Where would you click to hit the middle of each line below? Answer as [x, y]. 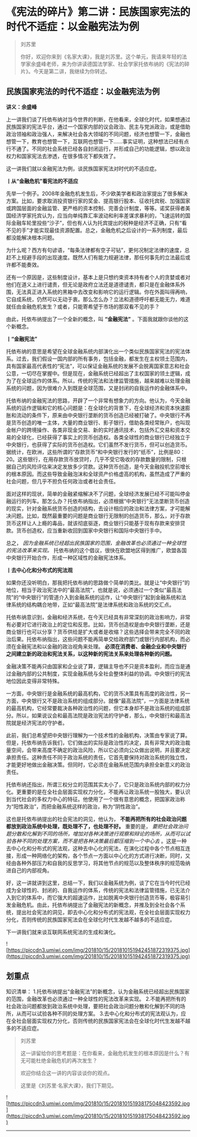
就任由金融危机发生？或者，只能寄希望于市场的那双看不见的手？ [83, 307]
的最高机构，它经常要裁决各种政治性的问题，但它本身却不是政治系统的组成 [96, 708]
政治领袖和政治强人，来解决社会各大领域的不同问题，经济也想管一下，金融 [96, 134]
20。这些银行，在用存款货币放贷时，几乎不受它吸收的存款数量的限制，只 [94, 459]
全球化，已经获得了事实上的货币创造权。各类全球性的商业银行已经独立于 [103, 437]
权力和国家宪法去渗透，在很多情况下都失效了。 [62, 156]
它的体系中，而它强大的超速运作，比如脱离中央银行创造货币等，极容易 [101, 897]
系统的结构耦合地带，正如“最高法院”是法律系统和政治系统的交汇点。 [93, 604]
